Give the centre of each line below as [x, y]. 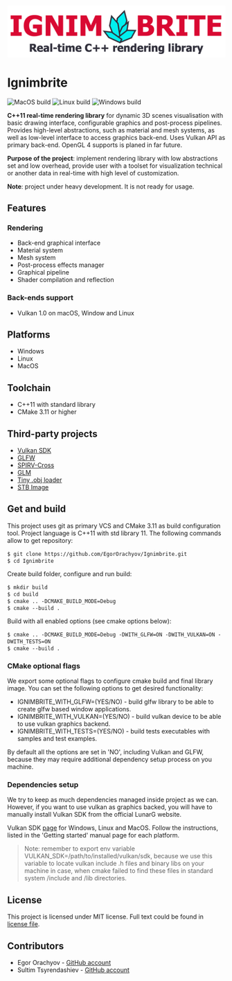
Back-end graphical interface [59, 243]
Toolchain [29, 388]
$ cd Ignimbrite [30, 561]
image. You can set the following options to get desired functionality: [105, 688]
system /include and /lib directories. [75, 878]
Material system [40, 250]
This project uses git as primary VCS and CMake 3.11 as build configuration [114, 526]
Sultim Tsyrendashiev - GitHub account [73, 970]
